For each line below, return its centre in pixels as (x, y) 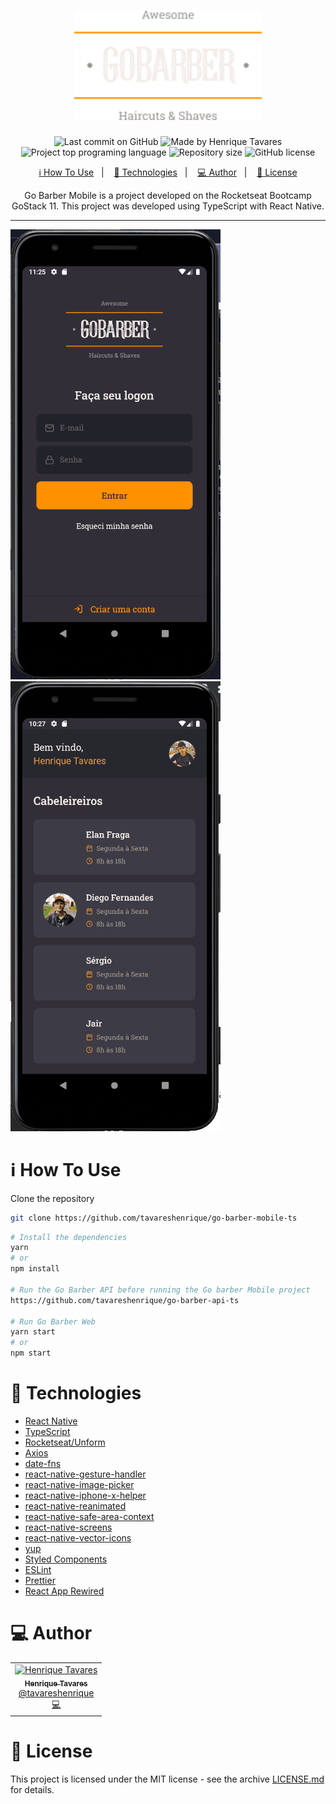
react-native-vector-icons (78, 1537)
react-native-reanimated (75, 1506)
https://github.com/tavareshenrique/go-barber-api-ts (125, 1300)
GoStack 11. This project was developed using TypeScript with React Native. (168, 206)
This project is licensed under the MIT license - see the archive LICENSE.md (167, 1779)
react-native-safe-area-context (89, 1516)
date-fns (43, 1463)
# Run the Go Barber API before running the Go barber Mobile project (160, 1290)
